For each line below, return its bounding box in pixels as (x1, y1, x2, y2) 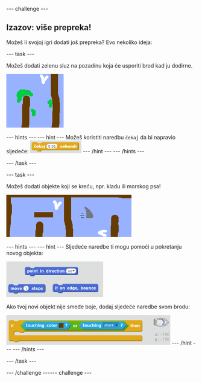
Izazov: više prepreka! (6, 22, 92, 33)
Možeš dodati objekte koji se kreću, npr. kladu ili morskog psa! (6, 182, 161, 189)
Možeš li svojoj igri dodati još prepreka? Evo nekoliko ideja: (6, 39, 153, 46)
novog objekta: (6, 249, 43, 256)
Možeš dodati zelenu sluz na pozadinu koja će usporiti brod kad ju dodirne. (6, 62, 193, 69)
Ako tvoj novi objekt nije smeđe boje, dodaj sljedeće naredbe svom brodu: (6, 303, 190, 310)
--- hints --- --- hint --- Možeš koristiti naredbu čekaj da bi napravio (6, 133, 176, 141)
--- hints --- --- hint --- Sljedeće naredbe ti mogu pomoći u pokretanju (6, 243, 182, 250)
